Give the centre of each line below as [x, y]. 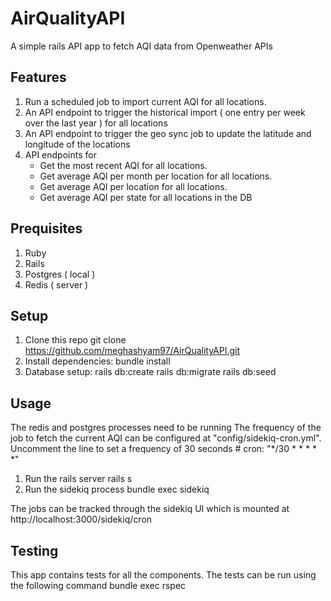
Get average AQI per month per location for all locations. [156, 176]
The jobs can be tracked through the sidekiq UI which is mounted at [150, 509]
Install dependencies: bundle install [97, 361]
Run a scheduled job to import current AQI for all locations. [145, 101]
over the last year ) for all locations [96, 123]
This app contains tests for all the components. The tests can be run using [163, 575]
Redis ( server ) [56, 284]
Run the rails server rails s [78, 479]
